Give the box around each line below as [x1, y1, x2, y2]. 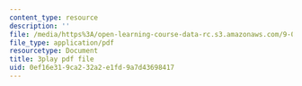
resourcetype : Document [9, 47, 99, 56]
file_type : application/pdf [9, 38, 115, 47]
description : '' [9, 21, 70, 30]
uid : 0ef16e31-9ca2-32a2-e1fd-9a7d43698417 [9, 64, 175, 73]
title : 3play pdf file [9, 55, 94, 64]
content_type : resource [9, 13, 99, 22]
